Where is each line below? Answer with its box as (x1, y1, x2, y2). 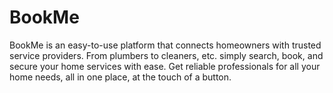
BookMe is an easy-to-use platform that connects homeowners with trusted (9, 39, 322, 51)
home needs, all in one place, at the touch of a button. (9, 71, 232, 83)
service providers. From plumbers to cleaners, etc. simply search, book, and (9, 49, 324, 61)
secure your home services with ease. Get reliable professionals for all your (9, 60, 321, 72)
